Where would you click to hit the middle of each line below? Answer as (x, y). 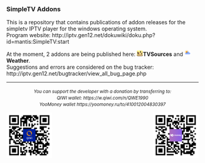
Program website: (28, 35)
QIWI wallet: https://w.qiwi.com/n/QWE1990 (103, 98)
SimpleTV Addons (34, 9)
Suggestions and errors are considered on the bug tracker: (80, 67)
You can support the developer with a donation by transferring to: (103, 92)
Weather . (18, 61)
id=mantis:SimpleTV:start (38, 42)
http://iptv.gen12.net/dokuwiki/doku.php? (103, 35)
